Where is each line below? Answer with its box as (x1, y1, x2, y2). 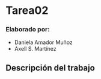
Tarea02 (5, 4, 49, 17)
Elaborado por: (5, 25, 50, 34)
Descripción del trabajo (5, 63, 96, 73)
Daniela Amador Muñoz (14, 39, 73, 46)
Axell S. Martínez (14, 45, 57, 52)
